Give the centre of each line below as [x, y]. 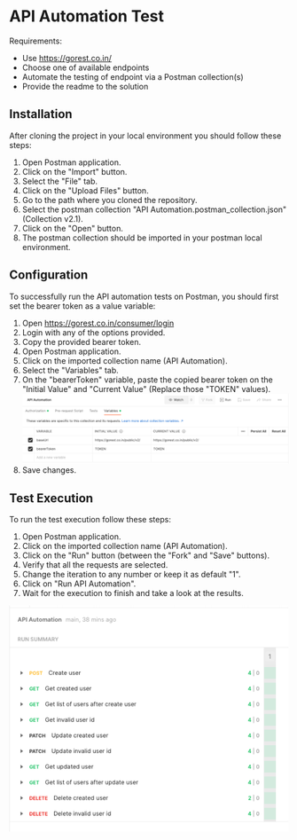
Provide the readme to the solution [85, 86]
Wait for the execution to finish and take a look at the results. [133, 593]
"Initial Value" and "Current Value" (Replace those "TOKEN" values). [146, 389]
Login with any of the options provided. [94, 332]
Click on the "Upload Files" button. [85, 190]
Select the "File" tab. [60, 181]
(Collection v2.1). [53, 218]
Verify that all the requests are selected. [95, 565]
